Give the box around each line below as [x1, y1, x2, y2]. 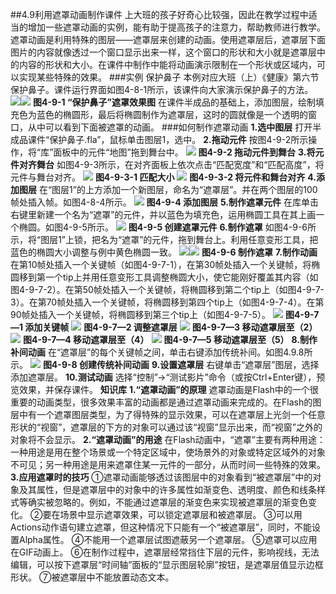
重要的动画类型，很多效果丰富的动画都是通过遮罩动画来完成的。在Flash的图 [10, 396, 322, 408]
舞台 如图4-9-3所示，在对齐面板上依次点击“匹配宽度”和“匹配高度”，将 [36, 159, 325, 170]
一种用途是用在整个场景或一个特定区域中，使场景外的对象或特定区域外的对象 [10, 446, 326, 458]
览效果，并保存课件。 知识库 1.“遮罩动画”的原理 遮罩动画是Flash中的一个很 [10, 384, 319, 395]
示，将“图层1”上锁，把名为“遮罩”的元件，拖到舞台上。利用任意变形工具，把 [10, 234, 319, 245]
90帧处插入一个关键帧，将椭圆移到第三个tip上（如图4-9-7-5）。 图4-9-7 [10, 309, 320, 320]
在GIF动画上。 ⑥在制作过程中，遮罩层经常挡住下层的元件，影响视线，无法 [10, 546, 320, 558]
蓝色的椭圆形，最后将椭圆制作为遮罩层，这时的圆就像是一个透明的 [36, 109, 308, 120]
